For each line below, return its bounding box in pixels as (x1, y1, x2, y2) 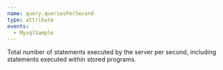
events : (7, 23, 30, 30)
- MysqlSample (13, 29, 54, 36)
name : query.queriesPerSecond (7, 10, 95, 17)
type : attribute (7, 16, 54, 23)
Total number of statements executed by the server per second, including (7, 48, 217, 56)
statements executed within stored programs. (7, 56, 137, 64)
